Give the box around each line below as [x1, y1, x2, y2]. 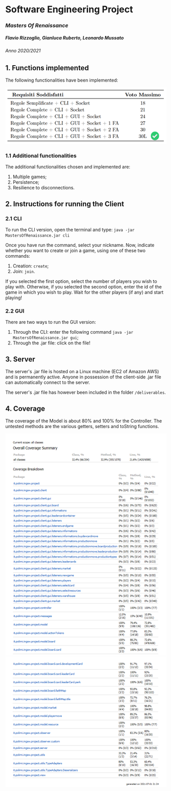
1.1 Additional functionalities [5, 152, 77, 159]
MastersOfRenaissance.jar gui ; [12, 335, 79, 341]
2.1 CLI [5, 215, 22, 222]
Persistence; [12, 179, 39, 185]
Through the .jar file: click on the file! [12, 340, 91, 346]
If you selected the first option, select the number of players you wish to [5, 278, 157, 284]
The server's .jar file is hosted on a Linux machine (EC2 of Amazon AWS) [5, 369, 159, 375]
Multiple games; [12, 173, 47, 180]
